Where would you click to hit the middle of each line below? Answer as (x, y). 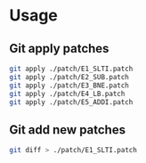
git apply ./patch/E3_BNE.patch (69, 86)
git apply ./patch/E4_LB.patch (67, 94)
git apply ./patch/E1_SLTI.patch (71, 69)
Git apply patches (59, 49)
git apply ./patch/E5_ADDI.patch (71, 102)
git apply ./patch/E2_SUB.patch (69, 77)
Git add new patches (68, 130)
